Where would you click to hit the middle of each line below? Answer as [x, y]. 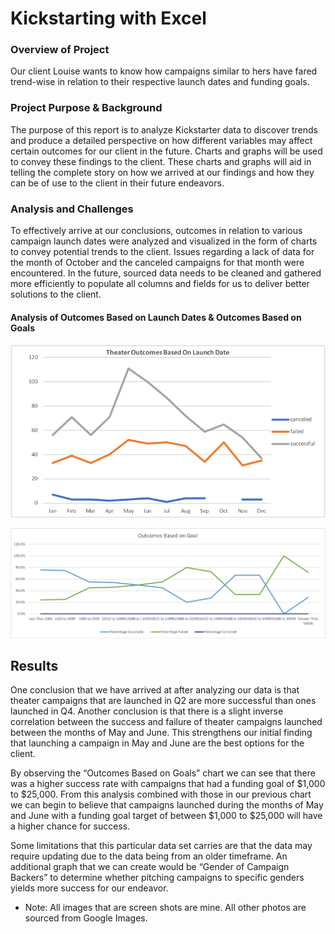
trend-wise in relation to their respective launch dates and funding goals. [160, 82]
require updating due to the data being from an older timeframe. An [149, 856]
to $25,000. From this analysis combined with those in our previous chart [161, 794]
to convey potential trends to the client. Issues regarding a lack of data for [162, 252]
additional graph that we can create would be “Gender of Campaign [150, 867]
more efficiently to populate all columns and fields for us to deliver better [160, 284]
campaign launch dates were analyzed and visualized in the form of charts [164, 241]
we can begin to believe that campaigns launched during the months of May [167, 805]
